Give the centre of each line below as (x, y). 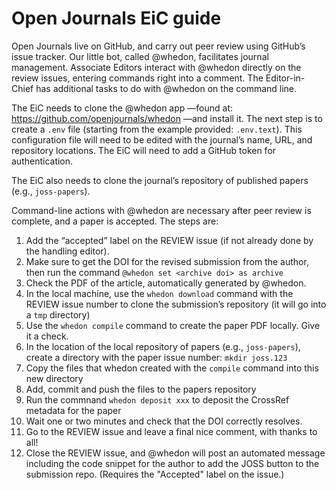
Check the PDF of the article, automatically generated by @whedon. (166, 283)
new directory (54, 378)
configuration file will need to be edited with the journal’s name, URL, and (162, 139)
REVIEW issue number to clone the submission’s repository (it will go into (176, 304)
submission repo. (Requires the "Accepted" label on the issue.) (155, 474)
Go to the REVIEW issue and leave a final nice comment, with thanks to (171, 431)
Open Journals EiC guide (116, 18)
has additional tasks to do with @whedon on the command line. (166, 88)
